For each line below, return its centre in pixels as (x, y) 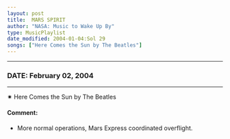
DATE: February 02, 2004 (50, 75)
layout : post (26, 13)
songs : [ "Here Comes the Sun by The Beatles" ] (75, 45)
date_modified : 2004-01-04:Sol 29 (56, 39)
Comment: (23, 112)
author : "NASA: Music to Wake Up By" (61, 26)
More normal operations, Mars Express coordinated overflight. (105, 128)
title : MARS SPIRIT (37, 20)
